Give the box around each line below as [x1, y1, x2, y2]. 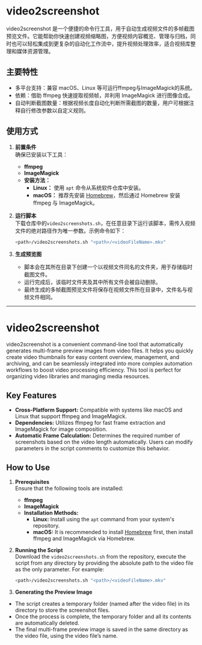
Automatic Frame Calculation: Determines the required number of [14, 432, 180, 439]
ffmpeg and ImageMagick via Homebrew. [32, 535, 135, 542]
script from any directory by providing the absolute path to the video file [14, 559, 194, 567]
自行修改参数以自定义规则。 [20, 107, 89, 114]
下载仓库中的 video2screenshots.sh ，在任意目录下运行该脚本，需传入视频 [14, 219, 195, 227]
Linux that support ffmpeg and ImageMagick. [14, 413, 127, 420]
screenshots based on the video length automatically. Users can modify [14, 439, 193, 446]
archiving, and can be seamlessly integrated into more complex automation [6, 360, 192, 367]
